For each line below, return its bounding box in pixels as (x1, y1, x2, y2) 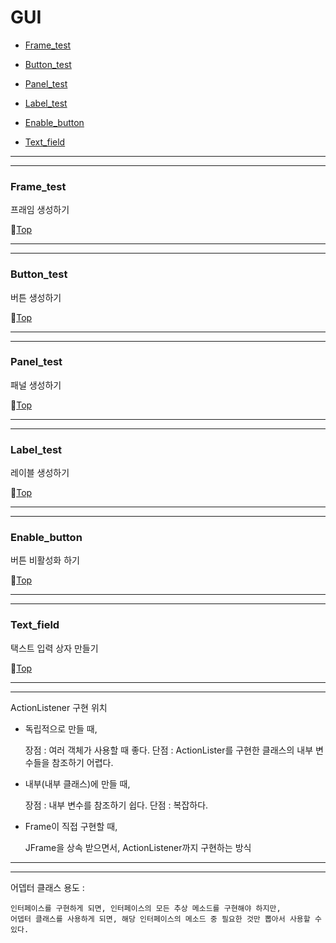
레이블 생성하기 (10, 467, 70, 479)
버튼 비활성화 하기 (10, 554, 80, 566)
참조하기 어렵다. (51, 756, 114, 768)
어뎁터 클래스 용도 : (10, 881, 85, 893)
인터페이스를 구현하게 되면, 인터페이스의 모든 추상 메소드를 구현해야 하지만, (10, 903, 282, 913)
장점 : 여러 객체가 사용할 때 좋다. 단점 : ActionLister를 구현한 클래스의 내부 (24, 744, 314, 756)
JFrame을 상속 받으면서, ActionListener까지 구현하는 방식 (24, 841, 252, 853)
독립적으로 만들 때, (24, 722, 98, 735)
